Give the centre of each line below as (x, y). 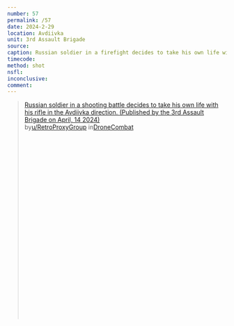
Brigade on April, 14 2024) (62, 120)
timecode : (22, 59)
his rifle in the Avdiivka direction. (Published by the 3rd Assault (114, 112)
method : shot (26, 66)
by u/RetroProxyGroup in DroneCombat (79, 127)
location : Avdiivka (36, 33)
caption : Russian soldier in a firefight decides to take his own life (113, 53)
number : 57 (23, 14)
